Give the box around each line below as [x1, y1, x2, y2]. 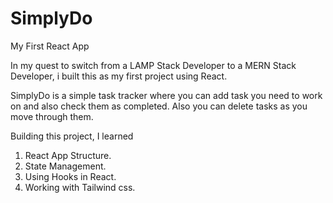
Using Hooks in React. [24, 170, 117, 182]
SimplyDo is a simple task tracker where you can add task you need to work [10, 89, 323, 101]
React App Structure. [24, 149, 112, 161]
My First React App [10, 40, 90, 52]
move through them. [10, 110, 94, 122]
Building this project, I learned [10, 130, 134, 142]
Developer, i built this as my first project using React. [10, 70, 228, 82]
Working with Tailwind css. [24, 181, 136, 193]
